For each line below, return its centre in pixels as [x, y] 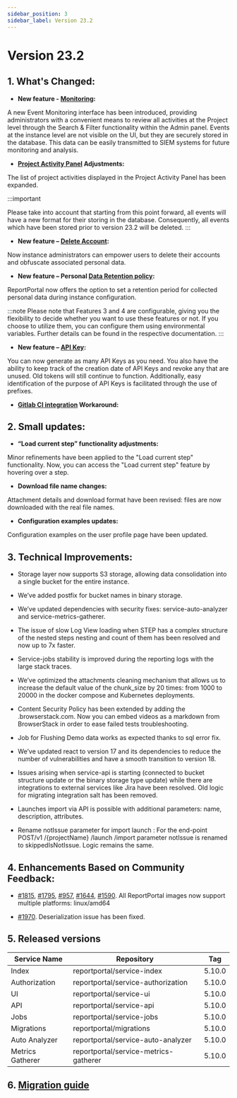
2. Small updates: [47, 426]
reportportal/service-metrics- [123, 1051]
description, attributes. [50, 816]
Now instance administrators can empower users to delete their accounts [114, 255]
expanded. [23, 185]
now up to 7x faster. [46, 645]
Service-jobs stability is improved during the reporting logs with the [115, 659]
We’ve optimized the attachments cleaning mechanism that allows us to [121, 681]
